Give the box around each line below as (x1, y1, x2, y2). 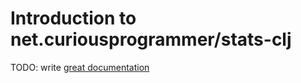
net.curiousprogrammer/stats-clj (10, 28, 292, 51)
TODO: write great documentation (10, 61, 150, 73)
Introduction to (10, 7, 137, 30)
